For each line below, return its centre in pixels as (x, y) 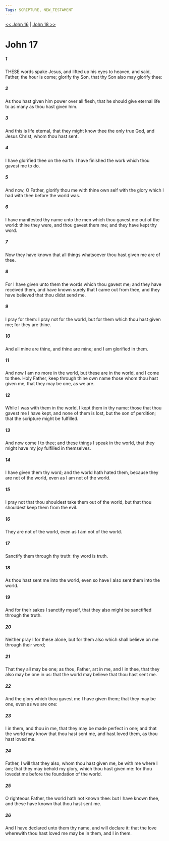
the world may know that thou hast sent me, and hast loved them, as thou (81, 734)
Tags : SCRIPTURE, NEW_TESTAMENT (39, 10)
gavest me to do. (23, 166)
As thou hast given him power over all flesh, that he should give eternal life (83, 101)
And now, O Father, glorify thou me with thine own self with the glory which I (84, 190)
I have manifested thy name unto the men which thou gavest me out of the (82, 219)
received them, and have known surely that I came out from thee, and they (83, 289)
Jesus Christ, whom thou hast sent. (42, 136)
